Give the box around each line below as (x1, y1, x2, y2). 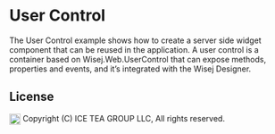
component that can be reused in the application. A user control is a (9, 44, 259, 54)
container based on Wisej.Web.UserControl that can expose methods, (9, 54, 266, 64)
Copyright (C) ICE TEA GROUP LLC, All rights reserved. (21, 113, 226, 123)
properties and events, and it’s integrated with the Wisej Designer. (9, 63, 252, 74)
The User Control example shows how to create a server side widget (9, 35, 262, 46)
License (9, 89, 54, 105)
